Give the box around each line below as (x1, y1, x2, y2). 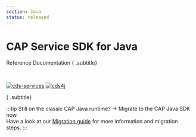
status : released (6, 14, 49, 20)
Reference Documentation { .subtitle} (6, 59, 98, 66)
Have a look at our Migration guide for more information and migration (6, 118, 178, 125)
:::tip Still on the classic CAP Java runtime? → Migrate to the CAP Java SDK (6, 105, 191, 113)
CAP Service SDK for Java (6, 40, 138, 53)
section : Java (6, 8, 42, 15)
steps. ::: (6, 124, 28, 131)
